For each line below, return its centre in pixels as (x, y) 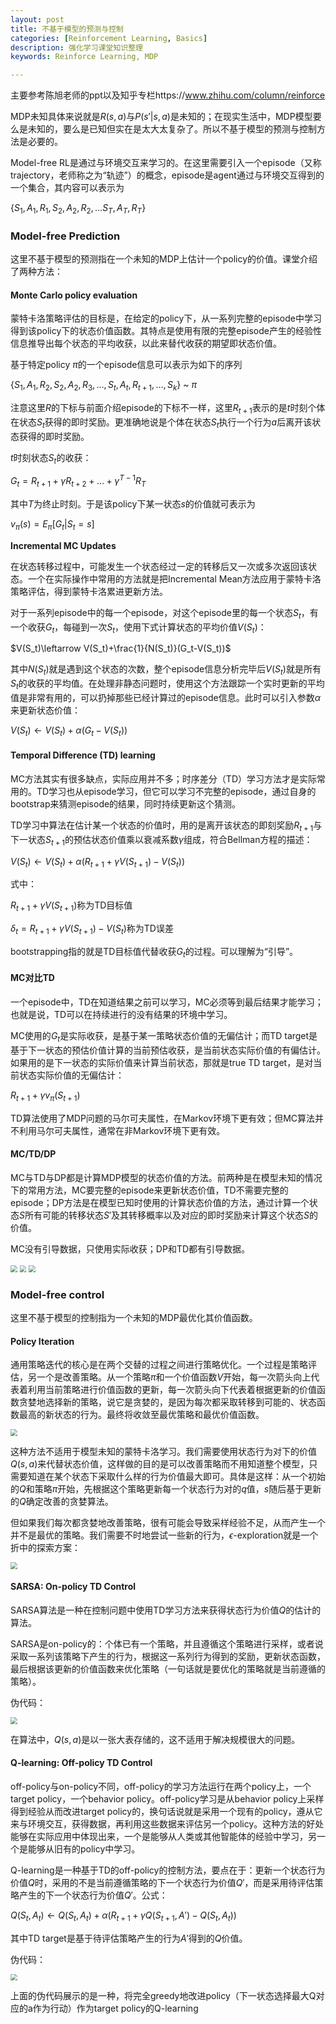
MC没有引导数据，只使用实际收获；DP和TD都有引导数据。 (130, 1248)
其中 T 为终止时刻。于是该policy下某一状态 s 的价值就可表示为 (133, 504)
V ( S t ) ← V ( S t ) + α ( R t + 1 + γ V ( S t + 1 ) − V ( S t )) (98, 862)
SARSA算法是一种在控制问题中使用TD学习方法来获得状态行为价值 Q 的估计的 (166, 1610)
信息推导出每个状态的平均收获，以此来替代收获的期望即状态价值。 (146, 343)
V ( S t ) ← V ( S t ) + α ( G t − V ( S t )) (69, 731)
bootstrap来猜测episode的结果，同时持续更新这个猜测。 (126, 804)
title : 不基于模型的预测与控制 (67, 29)
